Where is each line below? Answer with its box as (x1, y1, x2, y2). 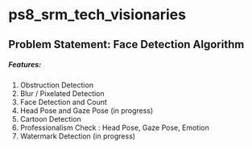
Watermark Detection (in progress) (19, 131, 135, 141)
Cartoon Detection (19, 114, 82, 123)
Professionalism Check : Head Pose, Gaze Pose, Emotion (19, 123, 209, 132)
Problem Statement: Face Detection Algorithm (8, 38, 245, 51)
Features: (8, 60, 42, 70)
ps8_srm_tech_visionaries (8, 6, 187, 24)
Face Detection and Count (19, 97, 107, 107)
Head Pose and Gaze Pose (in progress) (19, 106, 154, 115)
